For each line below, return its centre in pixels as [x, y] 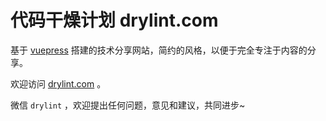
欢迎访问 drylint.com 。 [58, 83]
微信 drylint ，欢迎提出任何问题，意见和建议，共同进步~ [128, 105]
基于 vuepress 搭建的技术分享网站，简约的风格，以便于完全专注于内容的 [159, 50]
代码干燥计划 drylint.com [114, 20]
